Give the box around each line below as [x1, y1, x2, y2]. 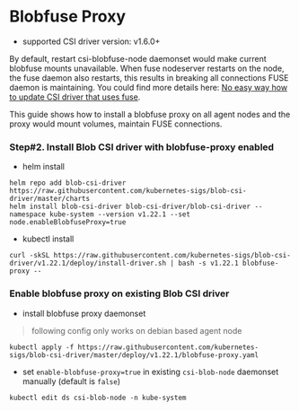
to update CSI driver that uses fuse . [9, 92, 141, 102]
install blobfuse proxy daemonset [22, 308, 146, 319]
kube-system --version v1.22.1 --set [48, 210, 191, 219]
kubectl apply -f [9, 343, 75, 352]
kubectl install [22, 233, 75, 244]
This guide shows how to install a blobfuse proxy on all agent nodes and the [9, 109, 291, 119]
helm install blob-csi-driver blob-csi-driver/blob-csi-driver [9, 202, 251, 212]
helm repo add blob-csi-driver [9, 179, 127, 188]
